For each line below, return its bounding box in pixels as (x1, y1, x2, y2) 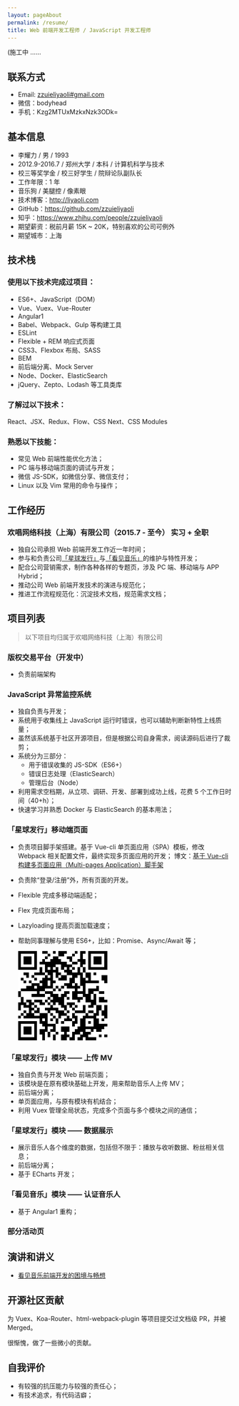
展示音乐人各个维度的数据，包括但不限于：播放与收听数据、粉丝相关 (17, 1143, 218, 1152)
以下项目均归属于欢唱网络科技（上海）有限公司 (24, 633, 163, 641)
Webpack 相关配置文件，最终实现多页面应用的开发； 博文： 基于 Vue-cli (17, 851, 229, 860)
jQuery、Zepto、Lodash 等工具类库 (17, 380, 123, 388)
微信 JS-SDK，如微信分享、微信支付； (17, 472, 131, 481)
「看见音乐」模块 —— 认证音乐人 (7, 1190, 121, 1200)
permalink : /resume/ (7, 19, 69, 26)
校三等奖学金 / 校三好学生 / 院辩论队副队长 (17, 169, 143, 177)
